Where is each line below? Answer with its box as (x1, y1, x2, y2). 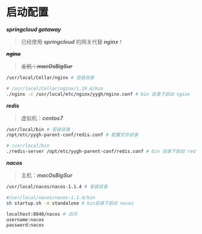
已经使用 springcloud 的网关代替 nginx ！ (20, 38, 124, 45)
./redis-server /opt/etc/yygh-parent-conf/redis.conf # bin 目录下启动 (6, 149, 185, 155)
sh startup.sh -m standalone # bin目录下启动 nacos (6, 200, 134, 206)
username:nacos (6, 217, 44, 223)
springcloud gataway (6, 25, 61, 33)
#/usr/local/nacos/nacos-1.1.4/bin (6, 194, 96, 200)
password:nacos (6, 222, 44, 229)
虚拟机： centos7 (20, 114, 63, 122)
